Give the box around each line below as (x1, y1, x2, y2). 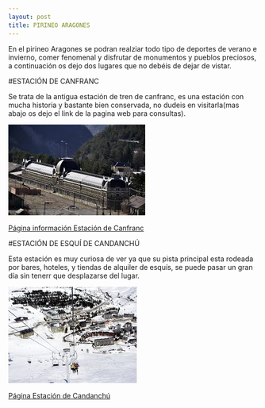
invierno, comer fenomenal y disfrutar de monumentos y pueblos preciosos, (8, 52, 257, 62)
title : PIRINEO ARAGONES (8, 21, 90, 29)
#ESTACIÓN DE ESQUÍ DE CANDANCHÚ (8, 238, 140, 248)
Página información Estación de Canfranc (8, 223, 144, 233)
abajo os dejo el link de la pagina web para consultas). (8, 108, 186, 118)
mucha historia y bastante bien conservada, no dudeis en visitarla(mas (8, 100, 240, 110)
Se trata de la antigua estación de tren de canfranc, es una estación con (8, 91, 244, 101)
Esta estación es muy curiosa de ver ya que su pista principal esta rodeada (8, 254, 254, 264)
